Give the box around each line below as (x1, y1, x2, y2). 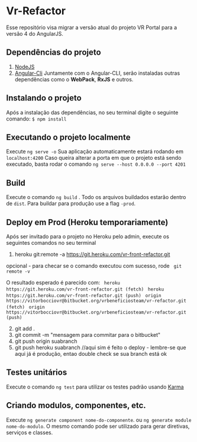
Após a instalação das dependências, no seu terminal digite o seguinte (6, 109, 179, 116)
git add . (14, 325, 35, 332)
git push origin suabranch (14, 337, 77, 345)
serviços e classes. (6, 429, 53, 436)
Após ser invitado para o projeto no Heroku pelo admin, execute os (6, 233, 170, 240)
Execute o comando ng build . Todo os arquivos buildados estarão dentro (6, 194, 186, 201)
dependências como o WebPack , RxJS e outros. (14, 75, 134, 83)
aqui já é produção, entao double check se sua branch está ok (14, 351, 167, 357)
